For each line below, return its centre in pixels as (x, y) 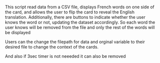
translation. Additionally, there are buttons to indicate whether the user (75, 17)
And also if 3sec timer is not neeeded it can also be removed (65, 56)
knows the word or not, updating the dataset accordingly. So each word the (80, 22)
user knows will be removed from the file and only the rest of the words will (80, 27)
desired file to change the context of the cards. (52, 47)
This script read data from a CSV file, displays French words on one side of (80, 7)
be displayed (18, 32)
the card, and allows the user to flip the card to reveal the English (70, 12)
